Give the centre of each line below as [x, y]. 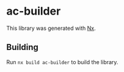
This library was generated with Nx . [51, 28]
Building [22, 47]
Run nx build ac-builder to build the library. [62, 62]
